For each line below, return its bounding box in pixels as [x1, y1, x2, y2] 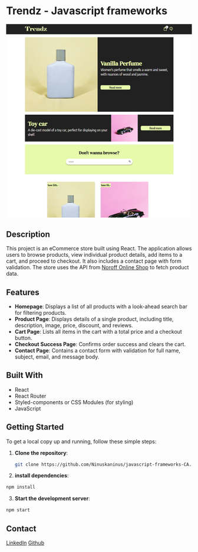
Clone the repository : [14, 449, 68, 456]
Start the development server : [14, 495, 90, 502]
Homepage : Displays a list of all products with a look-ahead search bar [14, 303, 187, 310]
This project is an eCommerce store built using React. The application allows [6, 245, 192, 252]
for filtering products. [14, 309, 67, 316]
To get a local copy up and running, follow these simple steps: [6, 438, 157, 445]
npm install [6, 484, 35, 490]
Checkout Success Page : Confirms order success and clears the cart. [14, 340, 186, 347]
